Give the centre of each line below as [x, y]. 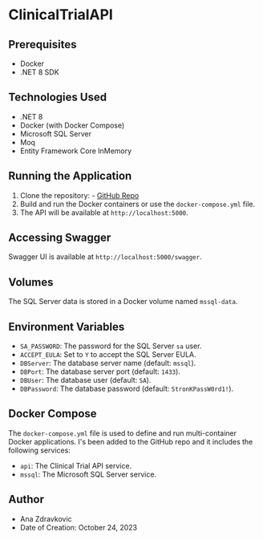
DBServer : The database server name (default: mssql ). [108, 363]
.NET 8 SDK [39, 72]
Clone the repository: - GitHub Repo [79, 195]
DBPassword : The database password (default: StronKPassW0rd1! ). [127, 389]
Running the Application [70, 176]
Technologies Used [57, 97]
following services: [39, 450]
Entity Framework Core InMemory [76, 151]
